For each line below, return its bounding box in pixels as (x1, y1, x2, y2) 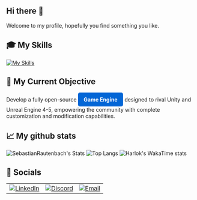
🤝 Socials (6, 167, 42, 177)
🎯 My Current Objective (6, 76, 96, 87)
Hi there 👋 (6, 6, 44, 16)
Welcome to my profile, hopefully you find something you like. (6, 22, 160, 29)
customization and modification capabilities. (6, 112, 115, 120)
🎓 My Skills (6, 40, 53, 50)
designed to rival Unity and (124, 96, 191, 103)
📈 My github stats (6, 130, 76, 141)
